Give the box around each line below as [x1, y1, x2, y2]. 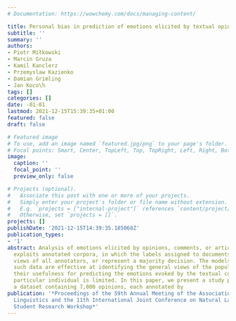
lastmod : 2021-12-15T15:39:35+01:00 [7, 108, 114, 115]
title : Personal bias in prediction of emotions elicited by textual [7, 22, 216, 30]
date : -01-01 [7, 101, 46, 109]
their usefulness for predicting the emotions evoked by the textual [13, 270, 221, 277]
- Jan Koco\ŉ [7, 81, 46, 89]
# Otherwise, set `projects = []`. [7, 211, 118, 218]
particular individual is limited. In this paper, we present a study [13, 277, 225, 284]
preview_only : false [13, 173, 74, 180]
